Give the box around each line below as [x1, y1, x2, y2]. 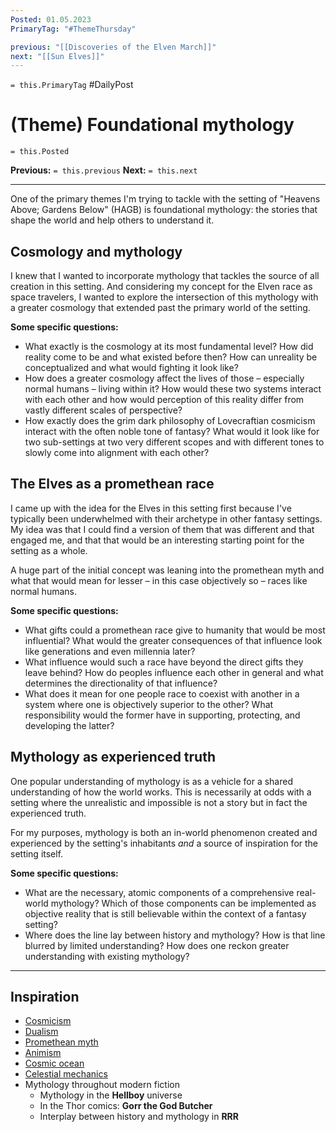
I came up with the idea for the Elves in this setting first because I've [10, 502, 292, 514]
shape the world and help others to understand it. [10, 214, 215, 226]
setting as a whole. [10, 544, 88, 556]
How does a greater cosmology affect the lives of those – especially [24, 372, 305, 384]
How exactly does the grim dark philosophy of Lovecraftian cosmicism [24, 415, 316, 426]
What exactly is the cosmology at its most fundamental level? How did [24, 341, 314, 352]
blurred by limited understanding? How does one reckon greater [24, 939, 290, 951]
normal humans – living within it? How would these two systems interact [24, 383, 322, 395]
